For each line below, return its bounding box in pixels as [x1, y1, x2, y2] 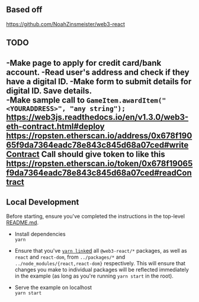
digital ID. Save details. [6, 85, 92, 96]
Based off [6, 5, 43, 15]
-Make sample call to [6, 95, 85, 105]
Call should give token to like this [41, 149, 165, 159]
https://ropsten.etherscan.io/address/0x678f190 [6, 131, 192, 141]
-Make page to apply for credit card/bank [6, 58, 162, 68]
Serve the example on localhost [14, 284, 92, 291]
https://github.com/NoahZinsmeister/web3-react [6, 20, 126, 27]
